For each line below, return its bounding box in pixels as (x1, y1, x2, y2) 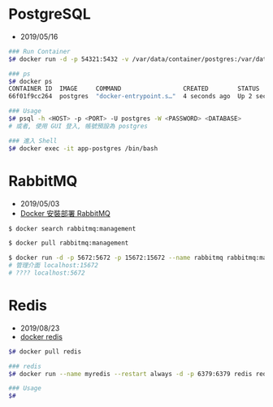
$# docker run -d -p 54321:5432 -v (8, 54, 129, 63)
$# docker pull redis (8, 347, 82, 356)
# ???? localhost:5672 (8, 269, 85, 277)
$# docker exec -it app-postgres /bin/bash (8, 144, 158, 153)
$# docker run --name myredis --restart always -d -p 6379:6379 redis (8, 370, 253, 378)
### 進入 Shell (8, 136, 58, 145)
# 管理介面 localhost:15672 (8, 262, 99, 270)
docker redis (19, 331, 63, 341)
